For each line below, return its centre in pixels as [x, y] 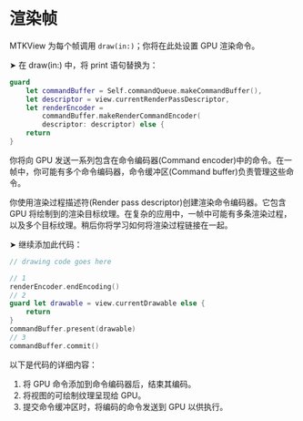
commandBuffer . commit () [55, 346]
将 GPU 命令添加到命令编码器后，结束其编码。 [109, 384]
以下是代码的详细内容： [53, 365]
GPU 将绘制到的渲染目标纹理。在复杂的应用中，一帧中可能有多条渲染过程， [151, 213]
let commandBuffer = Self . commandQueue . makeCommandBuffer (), [144, 91]
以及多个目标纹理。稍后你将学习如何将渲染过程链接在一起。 [121, 225]
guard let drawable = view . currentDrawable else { [107, 303]
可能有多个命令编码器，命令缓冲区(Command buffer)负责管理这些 [163, 171]
